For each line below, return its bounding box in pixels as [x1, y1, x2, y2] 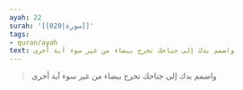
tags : [9, 29, 30, 38]
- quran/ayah [9, 37, 58, 47]
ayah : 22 [9, 12, 42, 22]
